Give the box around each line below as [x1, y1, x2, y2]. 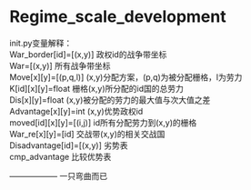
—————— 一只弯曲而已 [9, 170, 107, 181]
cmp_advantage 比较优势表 [9, 151, 112, 162]
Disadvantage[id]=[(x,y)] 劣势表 [9, 139, 128, 151]
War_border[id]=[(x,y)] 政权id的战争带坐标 [9, 48, 167, 60]
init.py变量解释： [9, 37, 73, 48]
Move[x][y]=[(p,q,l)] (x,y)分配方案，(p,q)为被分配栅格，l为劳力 [9, 71, 243, 83]
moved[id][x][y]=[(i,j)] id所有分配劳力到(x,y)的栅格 [9, 116, 197, 128]
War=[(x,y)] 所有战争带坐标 [9, 60, 111, 71]
